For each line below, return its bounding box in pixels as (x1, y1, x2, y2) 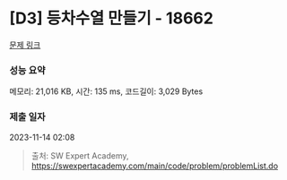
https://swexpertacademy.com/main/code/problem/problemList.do (30, 160, 279, 171)
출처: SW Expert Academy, (30, 150, 129, 161)
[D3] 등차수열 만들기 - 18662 (9, 8, 213, 29)
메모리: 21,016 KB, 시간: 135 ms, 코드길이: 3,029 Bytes (9, 86, 204, 97)
